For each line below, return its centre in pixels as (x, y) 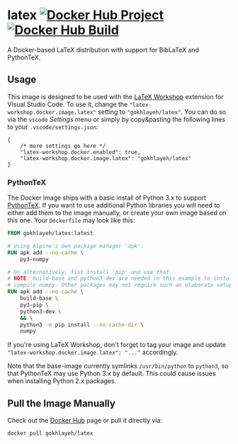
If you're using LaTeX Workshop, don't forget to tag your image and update (117, 345)
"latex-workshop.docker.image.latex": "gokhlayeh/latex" (106, 158)
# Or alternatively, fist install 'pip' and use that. (90, 272)
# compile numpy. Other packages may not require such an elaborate (110, 285)
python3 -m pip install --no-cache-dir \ (82, 325)
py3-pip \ (35, 304)
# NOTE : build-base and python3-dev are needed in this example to (109, 279)
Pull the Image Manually (61, 403)
